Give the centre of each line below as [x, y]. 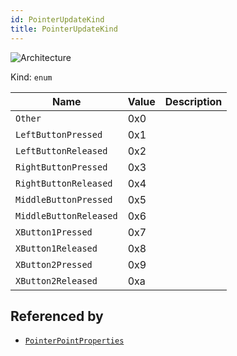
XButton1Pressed [54, 232]
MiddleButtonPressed [64, 199]
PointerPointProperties [74, 341]
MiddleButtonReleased [66, 215]
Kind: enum [31, 77]
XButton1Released [56, 248]
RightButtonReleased [64, 183]
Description [193, 101]
